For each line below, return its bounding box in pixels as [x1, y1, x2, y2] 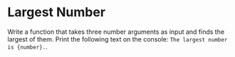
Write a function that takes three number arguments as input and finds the [7, 27, 225, 36]
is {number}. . [7, 42, 48, 51]
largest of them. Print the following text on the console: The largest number [7, 34, 228, 43]
